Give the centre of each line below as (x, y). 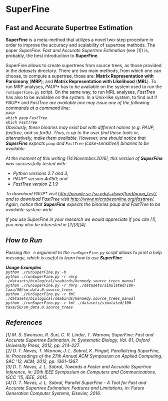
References (24, 323)
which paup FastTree (26, 118)
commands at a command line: (38, 108)
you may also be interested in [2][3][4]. (46, 225)
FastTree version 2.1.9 (35, 184)
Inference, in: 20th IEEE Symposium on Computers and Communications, (81, 372)
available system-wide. (30, 210)
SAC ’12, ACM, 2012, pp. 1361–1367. (42, 361)
